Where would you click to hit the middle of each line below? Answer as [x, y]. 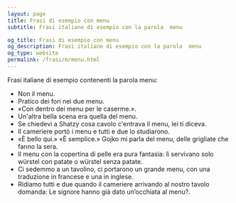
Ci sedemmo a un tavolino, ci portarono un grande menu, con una [114, 169]
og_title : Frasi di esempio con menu [63, 40]
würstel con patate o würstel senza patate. [80, 161]
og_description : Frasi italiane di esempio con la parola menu [104, 47]
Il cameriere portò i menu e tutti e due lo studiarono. [94, 131]
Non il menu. [36, 94]
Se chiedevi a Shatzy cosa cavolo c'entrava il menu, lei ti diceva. [112, 124]
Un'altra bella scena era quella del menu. [77, 116]
